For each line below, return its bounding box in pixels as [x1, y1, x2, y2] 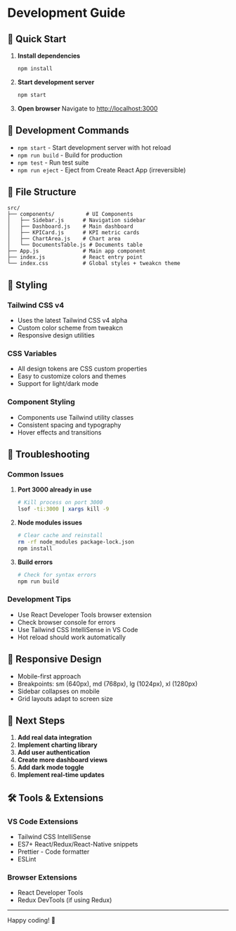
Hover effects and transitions [17, 428, 102, 437]
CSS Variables [7, 348, 58, 358]
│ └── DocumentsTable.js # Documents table [7, 241, 143, 249]
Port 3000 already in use [17, 485, 92, 494]
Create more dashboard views [17, 756, 107, 764]
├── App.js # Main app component [7, 248, 146, 255]
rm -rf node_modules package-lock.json [17, 538, 135, 546]
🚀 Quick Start [7, 33, 67, 45]
